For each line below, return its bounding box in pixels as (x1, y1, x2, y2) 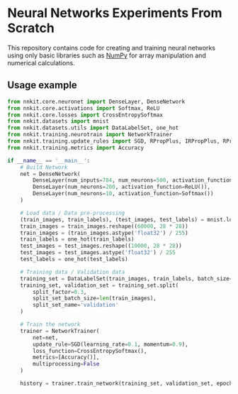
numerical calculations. (7, 58, 76, 67)
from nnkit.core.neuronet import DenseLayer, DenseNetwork (7, 98, 186, 105)
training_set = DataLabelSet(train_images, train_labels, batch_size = (20, 275, 233, 282)
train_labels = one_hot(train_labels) (20, 236, 135, 243)
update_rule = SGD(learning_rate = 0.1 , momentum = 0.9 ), (33, 341, 189, 348)
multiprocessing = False (33, 361, 100, 368)
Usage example (7, 80, 78, 92)
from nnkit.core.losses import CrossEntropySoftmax (7, 111, 163, 119)
